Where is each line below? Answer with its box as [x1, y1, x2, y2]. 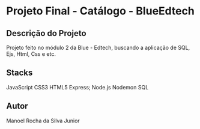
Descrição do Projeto [6, 28, 86, 38]
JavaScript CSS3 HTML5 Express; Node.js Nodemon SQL [6, 83, 149, 91]
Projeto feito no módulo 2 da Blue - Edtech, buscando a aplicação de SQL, [6, 44, 190, 51]
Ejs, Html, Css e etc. [6, 50, 56, 58]
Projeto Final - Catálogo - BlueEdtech [6, 4, 195, 18]
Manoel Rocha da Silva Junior [6, 117, 80, 124]
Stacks [6, 68, 33, 78]
